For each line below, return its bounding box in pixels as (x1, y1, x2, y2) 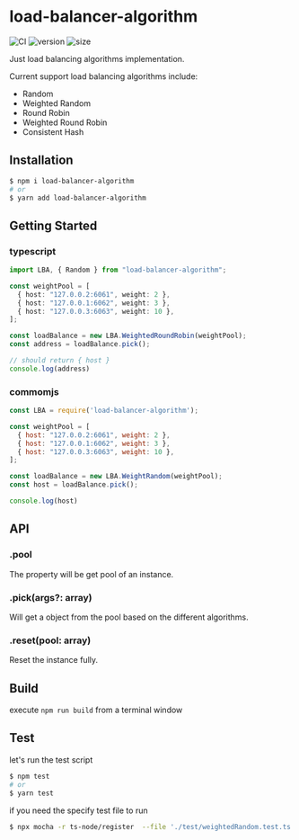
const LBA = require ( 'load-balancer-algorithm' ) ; (9, 407, 199, 416)
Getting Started (9, 218, 98, 233)
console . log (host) (9, 496, 78, 505)
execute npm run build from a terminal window (9, 704, 183, 716)
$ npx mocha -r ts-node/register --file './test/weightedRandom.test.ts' (9, 822, 295, 831)
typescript (9, 245, 57, 257)
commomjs (9, 385, 60, 398)
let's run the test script (9, 754, 93, 765)
